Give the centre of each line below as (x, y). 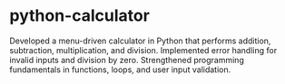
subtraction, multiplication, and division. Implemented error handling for (143, 50)
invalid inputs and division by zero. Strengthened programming (127, 60)
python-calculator (79, 16)
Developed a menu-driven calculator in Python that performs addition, (140, 41)
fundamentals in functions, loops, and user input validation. (120, 70)
